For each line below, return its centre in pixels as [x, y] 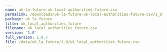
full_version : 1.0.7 [27, 38]
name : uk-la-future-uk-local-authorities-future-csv [61, 10]
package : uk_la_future [29, 19]
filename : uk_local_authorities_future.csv [51, 28]
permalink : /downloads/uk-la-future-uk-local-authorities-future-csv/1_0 [84, 14]
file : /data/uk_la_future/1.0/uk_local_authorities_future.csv [72, 42]
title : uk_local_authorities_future [43, 24]
